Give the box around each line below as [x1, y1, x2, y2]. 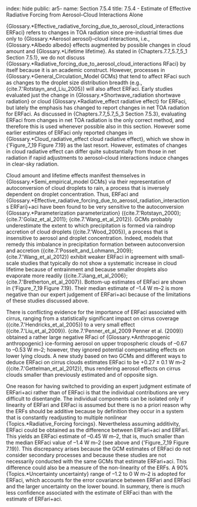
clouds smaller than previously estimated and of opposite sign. [6, 371, 158, 378]
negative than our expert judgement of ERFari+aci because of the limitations [6, 291, 191, 298]
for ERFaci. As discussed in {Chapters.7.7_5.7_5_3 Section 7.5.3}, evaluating [6, 110, 186, 117]
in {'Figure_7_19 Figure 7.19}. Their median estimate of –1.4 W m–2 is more [6, 285, 183, 291]
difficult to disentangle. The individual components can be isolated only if [6, 395, 184, 402]
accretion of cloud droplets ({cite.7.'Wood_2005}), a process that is [6, 228, 169, 235]
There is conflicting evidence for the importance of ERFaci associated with [6, 309, 187, 315]
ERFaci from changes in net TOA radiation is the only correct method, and [6, 117, 185, 123]
